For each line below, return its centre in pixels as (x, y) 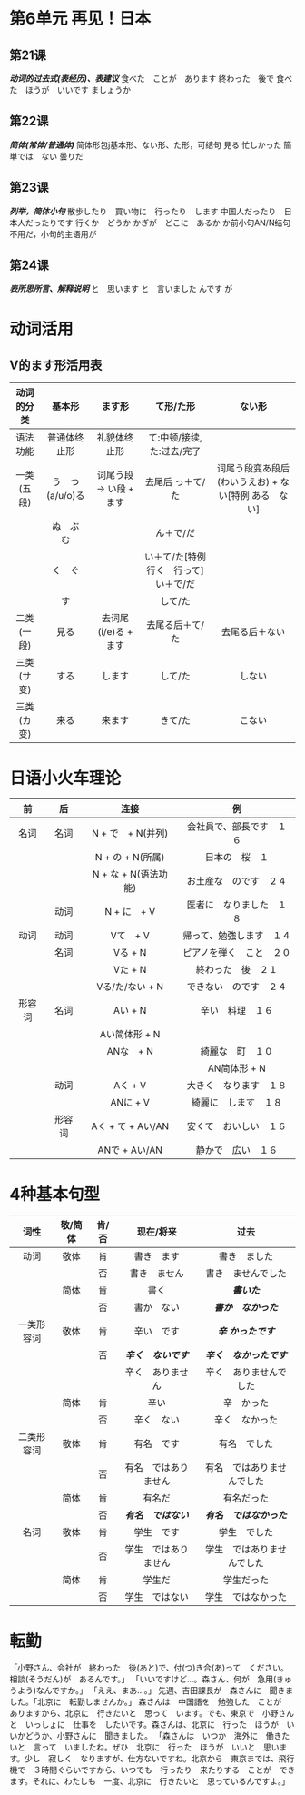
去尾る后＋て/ (175, 625)
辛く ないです (157, 1355)
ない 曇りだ (62, 156)
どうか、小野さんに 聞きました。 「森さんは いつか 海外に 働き (153, 1736)
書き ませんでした (246, 1274)
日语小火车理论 (65, 778)
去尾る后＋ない (253, 632)
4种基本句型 (54, 1194)
